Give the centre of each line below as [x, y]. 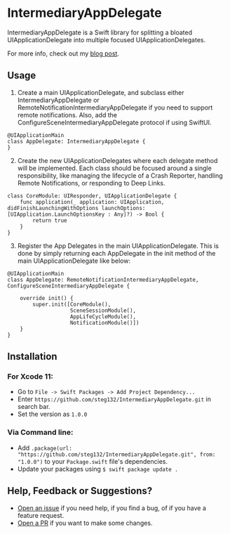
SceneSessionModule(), [103, 311]
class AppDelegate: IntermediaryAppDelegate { [76, 141]
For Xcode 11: [31, 377]
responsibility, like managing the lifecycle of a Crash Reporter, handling [120, 175]
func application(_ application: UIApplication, [92, 202]
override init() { [47, 298]
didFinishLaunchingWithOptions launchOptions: [76, 208]
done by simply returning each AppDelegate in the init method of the [116, 253]
